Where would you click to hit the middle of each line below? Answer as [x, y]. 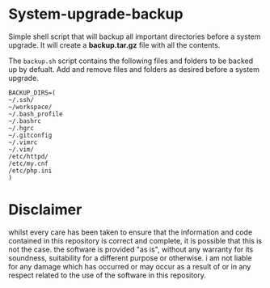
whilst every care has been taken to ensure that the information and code [131, 232]
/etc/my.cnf [28, 163]
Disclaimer [45, 210]
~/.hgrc [21, 128]
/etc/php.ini [30, 171]
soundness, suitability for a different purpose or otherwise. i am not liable [130, 258]
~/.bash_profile [36, 114]
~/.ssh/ [21, 100]
